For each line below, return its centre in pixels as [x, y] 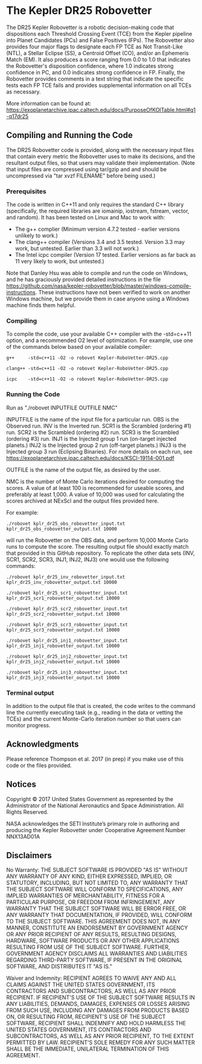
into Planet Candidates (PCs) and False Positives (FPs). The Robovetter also [100, 40]
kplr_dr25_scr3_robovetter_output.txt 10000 [63, 630]
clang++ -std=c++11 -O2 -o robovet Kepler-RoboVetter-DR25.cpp [87, 369]
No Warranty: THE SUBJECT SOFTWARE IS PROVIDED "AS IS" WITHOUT [97, 870]
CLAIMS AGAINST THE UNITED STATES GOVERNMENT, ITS [81, 985]
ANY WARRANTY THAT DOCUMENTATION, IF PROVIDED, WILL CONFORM [99, 915]
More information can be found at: [49, 103]
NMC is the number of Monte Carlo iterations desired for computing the [95, 481]
